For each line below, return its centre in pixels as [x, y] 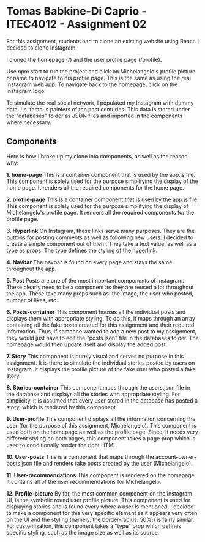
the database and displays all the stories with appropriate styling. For [93, 394]
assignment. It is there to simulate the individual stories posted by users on [101, 363]
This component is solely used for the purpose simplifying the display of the [102, 181]
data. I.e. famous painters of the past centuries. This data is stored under [99, 109]
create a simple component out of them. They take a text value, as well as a [102, 243]
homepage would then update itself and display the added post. [87, 344]
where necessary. [29, 122]
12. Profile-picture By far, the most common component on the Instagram [99, 493]
